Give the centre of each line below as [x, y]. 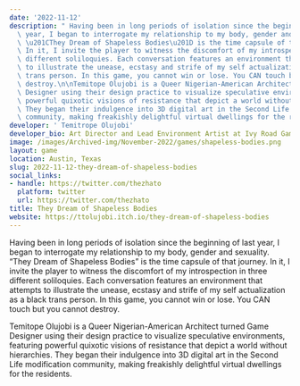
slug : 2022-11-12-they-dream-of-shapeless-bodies [104, 167]
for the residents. [41, 373]
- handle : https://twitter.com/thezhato [86, 184]
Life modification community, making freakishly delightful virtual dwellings [146, 364]
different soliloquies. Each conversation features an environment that [136, 280]
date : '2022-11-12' [46, 17]
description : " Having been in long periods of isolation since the [139, 26]
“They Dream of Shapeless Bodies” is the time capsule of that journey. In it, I [150, 261]
